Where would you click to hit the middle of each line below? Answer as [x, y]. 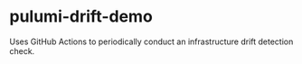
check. [22, 50]
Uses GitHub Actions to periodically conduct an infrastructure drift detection [151, 41]
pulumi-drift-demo [81, 17]
